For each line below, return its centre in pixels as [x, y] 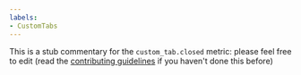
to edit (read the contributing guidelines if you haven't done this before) [141, 61]
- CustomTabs [34, 26]
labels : [24, 17]
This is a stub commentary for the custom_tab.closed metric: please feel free [150, 51]
